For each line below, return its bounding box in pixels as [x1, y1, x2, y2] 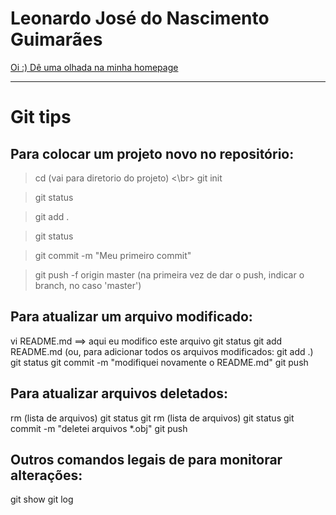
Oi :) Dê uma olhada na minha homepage [10, 61, 179, 73]
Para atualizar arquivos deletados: [10, 385, 229, 402]
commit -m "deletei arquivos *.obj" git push [10, 422, 188, 434]
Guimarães [10, 28, 103, 51]
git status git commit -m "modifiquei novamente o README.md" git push [10, 356, 309, 368]
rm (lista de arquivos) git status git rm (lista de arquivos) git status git [10, 412, 295, 424]
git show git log [10, 493, 74, 506]
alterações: [10, 467, 83, 484]
